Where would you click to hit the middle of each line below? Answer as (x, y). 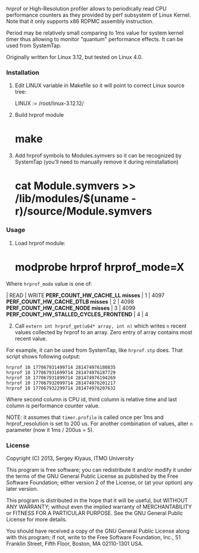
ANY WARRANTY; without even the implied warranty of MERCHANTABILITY (99, 506)
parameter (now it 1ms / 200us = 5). (50, 430)
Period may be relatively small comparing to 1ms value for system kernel (95, 33)
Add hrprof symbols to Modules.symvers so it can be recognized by (98, 156)
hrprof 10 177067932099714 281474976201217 (61, 383)
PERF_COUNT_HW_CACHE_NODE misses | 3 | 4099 (71, 308)
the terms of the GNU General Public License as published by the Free (92, 476)
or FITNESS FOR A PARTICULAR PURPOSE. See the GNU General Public (95, 513)
